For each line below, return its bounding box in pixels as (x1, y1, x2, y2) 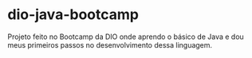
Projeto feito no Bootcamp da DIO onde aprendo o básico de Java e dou (7, 32, 244, 41)
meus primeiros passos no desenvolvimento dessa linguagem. (7, 40, 213, 49)
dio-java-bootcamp (7, 6, 139, 24)
